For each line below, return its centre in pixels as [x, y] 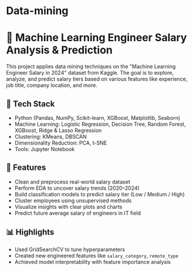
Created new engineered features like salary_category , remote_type [97, 255]
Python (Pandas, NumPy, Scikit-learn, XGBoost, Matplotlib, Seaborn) [97, 118]
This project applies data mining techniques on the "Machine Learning [91, 66]
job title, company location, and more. [52, 85]
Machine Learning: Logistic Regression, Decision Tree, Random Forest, [100, 124]
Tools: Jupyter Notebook [45, 149]
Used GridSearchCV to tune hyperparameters [70, 249]
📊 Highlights [30, 232]
